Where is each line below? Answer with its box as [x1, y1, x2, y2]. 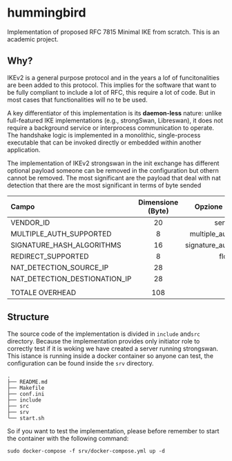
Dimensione [137, 197, 179, 207]
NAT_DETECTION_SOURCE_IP [10, 263, 109, 272]
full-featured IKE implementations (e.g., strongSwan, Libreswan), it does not [7, 116, 223, 124]
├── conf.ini [7, 391, 45, 397]
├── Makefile [7, 384, 45, 391]
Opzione [194, 202, 223, 211]
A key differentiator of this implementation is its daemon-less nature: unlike [7, 109, 222, 117]
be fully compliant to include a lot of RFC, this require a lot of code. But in [7, 88, 215, 96]
